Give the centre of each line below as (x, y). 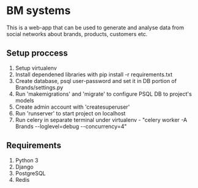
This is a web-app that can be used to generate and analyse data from (95, 27)
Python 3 (27, 160)
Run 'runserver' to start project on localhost (70, 113)
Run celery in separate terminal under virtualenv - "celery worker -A (101, 120)
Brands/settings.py (39, 87)
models (25, 100)
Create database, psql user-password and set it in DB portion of (96, 81)
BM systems (39, 11)
